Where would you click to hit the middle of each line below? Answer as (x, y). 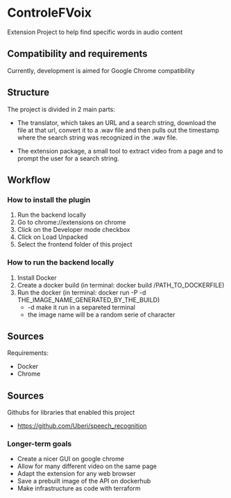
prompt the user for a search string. (68, 158)
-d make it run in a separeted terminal (81, 307)
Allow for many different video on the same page (87, 466)
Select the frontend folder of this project (75, 244)
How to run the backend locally (61, 263)
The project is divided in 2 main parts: (61, 109)
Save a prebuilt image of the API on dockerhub (84, 481)
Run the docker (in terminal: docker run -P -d (82, 292)
